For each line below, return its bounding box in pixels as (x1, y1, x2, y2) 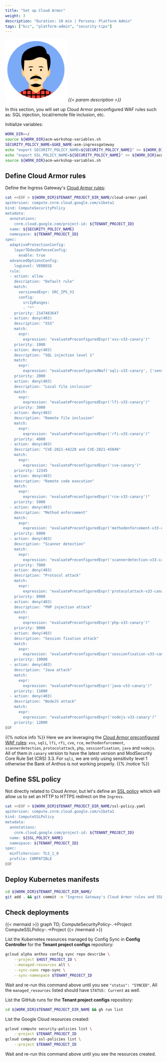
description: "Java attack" (14, 667, 72, 673)
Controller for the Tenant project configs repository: (5, 942, 114, 948)
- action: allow (9, 274, 43, 279)
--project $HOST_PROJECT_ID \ (14, 957, 77, 962)
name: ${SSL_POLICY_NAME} (9, 835, 64, 841)
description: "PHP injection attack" (14, 605, 92, 610)
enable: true (18, 253, 46, 258)
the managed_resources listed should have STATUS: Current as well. (5, 987, 141, 993)
